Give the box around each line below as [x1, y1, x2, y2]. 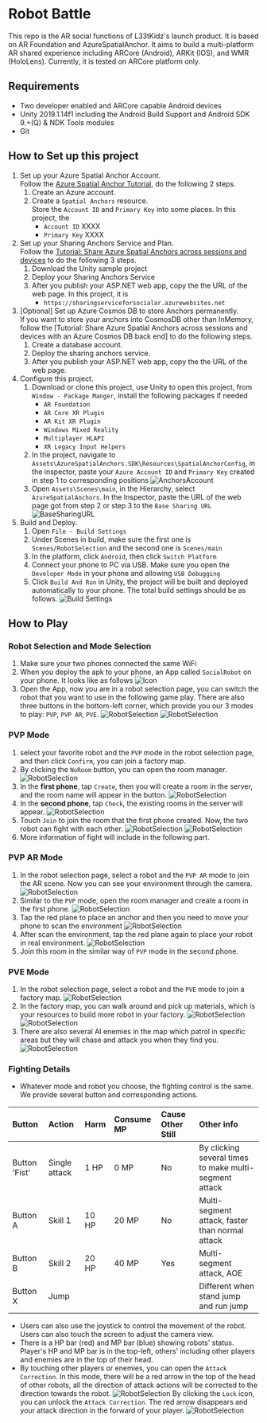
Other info [198, 1119, 238, 1130]
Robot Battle [8, 5, 91, 23]
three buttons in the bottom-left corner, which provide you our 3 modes [19, 701, 254, 711]
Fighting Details [8, 1064, 71, 1075]
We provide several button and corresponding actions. [19, 1090, 199, 1100]
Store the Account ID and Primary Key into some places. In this [31, 204, 236, 214]
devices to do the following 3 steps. [19, 255, 137, 265]
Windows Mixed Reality [43, 425, 119, 434]
